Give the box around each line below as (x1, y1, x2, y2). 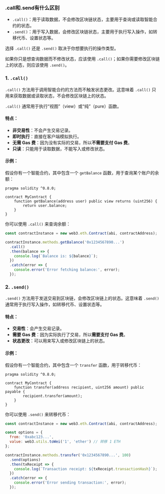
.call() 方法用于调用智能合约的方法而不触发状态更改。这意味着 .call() (5, 86, 151, 92)
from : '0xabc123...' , (9, 435, 54, 440)
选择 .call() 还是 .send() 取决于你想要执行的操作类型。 (5, 45, 119, 51)
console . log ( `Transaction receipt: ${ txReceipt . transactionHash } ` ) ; (14, 466, 158, 471)
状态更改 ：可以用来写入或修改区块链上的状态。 (12, 338, 107, 344)
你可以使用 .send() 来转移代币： (5, 411, 70, 417)
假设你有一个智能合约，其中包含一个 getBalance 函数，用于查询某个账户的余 (5, 170, 159, 176)
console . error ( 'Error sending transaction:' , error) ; (14, 480, 127, 485)
